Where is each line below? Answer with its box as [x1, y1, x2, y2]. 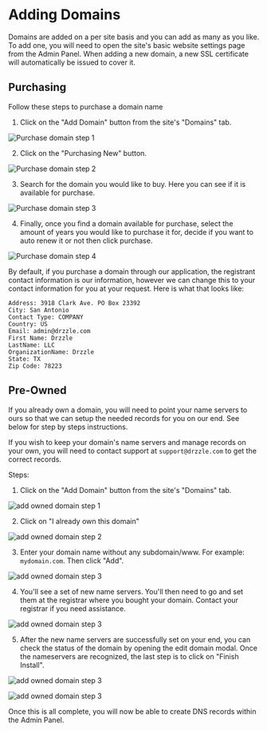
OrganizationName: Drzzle [8, 348, 94, 356]
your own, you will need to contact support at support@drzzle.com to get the [8, 446, 257, 455]
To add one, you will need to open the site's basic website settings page [8, 40, 245, 50]
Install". [19, 660, 45, 669]
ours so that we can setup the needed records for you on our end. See [8, 413, 240, 423]
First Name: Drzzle [8, 334, 73, 342]
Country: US [8, 320, 48, 328]
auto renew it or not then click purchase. [19, 236, 153, 245]
